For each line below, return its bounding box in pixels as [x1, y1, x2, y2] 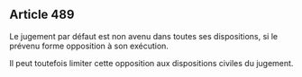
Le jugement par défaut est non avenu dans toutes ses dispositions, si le [9, 30, 278, 41]
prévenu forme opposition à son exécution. [9, 40, 169, 51]
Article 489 [9, 7, 75, 22]
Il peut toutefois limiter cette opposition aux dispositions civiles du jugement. [9, 57, 294, 68]
